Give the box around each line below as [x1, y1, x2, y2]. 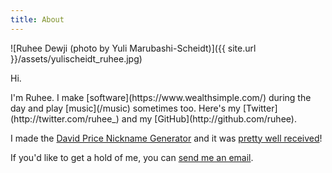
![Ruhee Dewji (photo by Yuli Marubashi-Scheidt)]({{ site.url [10, 42, 257, 54]
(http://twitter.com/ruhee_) [10, 112, 120, 125]
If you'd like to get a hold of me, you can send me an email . [10, 151, 254, 163]
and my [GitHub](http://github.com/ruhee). [121, 112, 297, 125]
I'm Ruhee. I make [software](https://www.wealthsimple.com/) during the [10, 91, 312, 103]
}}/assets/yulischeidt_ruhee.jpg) [10, 52, 143, 65]
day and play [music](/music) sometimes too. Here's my [10, 102, 241, 114]
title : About [10, 14, 65, 25]
